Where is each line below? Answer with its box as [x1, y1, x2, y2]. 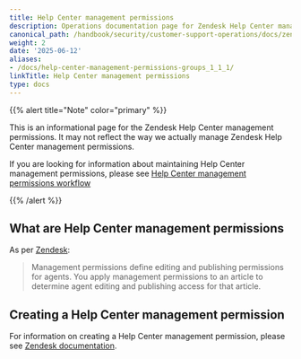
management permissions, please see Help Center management [9, 168, 246, 179]
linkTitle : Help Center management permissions [9, 72, 191, 81]
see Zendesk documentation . [9, 340, 117, 351]
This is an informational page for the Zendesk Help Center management [9, 122, 274, 133]
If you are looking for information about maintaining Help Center [9, 158, 245, 169]
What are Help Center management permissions [9, 221, 285, 236]
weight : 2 [9, 38, 47, 48]
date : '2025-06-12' [9, 47, 82, 56]
